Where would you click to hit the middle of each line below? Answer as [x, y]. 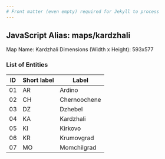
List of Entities [27, 65]
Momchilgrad [78, 147]
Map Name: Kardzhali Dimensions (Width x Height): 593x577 [80, 49]
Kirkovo [70, 128]
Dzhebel [71, 109]
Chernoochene [80, 100]
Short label [38, 80]
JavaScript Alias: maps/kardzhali [68, 36]
